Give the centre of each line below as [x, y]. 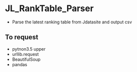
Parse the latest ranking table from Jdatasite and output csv [72, 22]
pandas [20, 64]
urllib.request [25, 54]
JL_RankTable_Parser [49, 9]
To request [22, 37]
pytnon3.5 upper [29, 49]
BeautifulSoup [26, 59]
